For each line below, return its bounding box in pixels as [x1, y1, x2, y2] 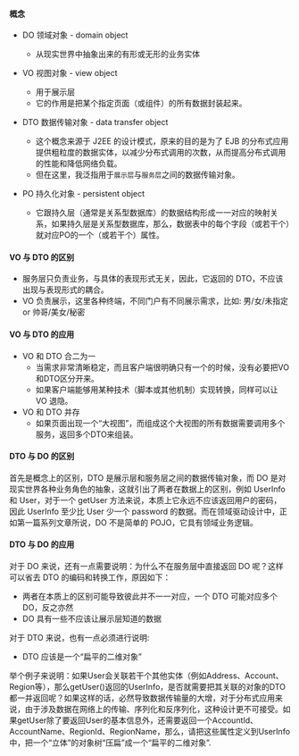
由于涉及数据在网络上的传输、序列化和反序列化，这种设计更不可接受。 [24, 704, 283, 715]
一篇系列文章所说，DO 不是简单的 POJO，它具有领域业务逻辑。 [24, 517, 259, 527]
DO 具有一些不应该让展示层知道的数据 [21, 613, 162, 625]
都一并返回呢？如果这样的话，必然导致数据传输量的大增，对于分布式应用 [9, 693, 275, 703]
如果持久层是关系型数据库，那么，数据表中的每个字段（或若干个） [51, 219, 290, 230]
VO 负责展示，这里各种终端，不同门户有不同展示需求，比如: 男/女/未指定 [21, 296, 288, 307]
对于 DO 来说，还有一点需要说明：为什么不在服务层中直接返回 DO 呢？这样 [9, 561, 284, 572]
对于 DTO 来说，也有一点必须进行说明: [9, 633, 150, 643]
